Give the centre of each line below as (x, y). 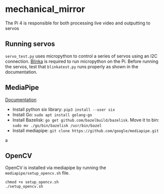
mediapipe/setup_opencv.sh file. (38, 173)
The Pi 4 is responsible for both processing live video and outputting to (78, 23)
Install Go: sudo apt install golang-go (52, 114)
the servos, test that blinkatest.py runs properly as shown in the (72, 66)
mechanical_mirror (45, 9)
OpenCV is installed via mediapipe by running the (56, 168)
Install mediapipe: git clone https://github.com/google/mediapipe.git (85, 130)
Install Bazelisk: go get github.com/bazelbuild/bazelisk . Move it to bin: (86, 120)
